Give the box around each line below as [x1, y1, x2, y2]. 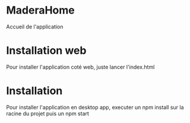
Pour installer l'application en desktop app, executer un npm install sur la [6, 103, 184, 111]
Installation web [6, 44, 87, 57]
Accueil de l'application [6, 23, 64, 30]
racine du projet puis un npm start [6, 110, 89, 117]
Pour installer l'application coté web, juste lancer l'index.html [6, 63, 155, 70]
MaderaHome [6, 4, 75, 17]
